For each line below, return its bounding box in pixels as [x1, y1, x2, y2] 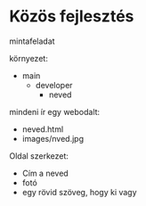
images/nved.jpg [21, 133, 85, 144]
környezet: [9, 53, 49, 63]
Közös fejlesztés [9, 6, 134, 27]
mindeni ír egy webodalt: [9, 106, 101, 117]
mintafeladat [9, 36, 55, 46]
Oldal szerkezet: [9, 150, 69, 161]
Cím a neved [21, 168, 69, 178]
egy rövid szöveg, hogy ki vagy [21, 186, 137, 197]
